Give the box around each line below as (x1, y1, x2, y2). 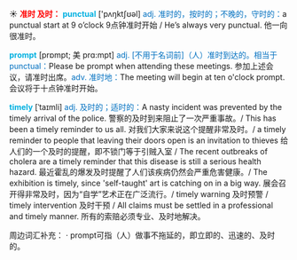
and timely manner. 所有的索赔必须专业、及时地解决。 (9, 211, 206, 221)
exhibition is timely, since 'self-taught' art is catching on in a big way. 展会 (9, 177, 279, 188)
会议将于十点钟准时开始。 (9, 83, 103, 93)
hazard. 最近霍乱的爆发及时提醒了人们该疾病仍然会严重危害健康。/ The (9, 167, 268, 177)
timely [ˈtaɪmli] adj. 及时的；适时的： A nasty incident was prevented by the (9, 102, 282, 112)
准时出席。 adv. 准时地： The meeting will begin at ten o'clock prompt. (32, 72, 285, 83)
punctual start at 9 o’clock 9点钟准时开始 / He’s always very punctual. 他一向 (9, 20, 288, 30)
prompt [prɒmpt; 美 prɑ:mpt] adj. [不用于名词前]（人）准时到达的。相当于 (9, 50, 277, 60)
